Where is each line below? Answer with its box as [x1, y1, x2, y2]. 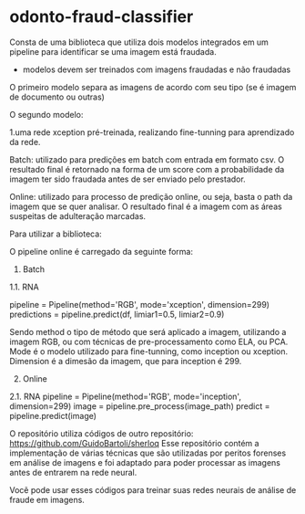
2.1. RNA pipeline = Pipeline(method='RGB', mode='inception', [9, 391, 241, 402]
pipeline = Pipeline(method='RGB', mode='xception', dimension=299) [9, 299, 270, 309]
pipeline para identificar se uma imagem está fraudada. [9, 46, 217, 57]
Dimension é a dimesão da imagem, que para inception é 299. [9, 355, 242, 366]
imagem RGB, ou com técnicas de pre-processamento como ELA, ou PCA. [9, 336, 289, 347]
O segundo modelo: [9, 109, 84, 120]
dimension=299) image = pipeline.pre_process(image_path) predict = [9, 400, 270, 412]
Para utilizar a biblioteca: [9, 228, 102, 239]
